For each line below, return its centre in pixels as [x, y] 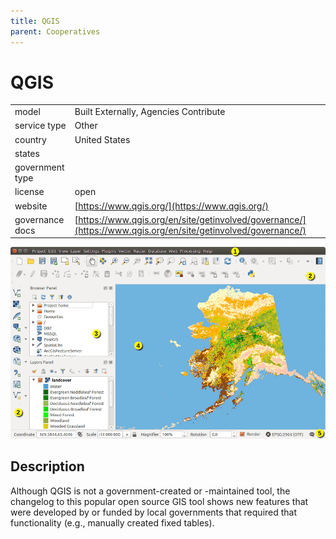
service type [40, 126]
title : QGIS [35, 21]
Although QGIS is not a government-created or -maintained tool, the [150, 491]
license [29, 192]
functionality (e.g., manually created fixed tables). [112, 522]
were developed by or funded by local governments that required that [154, 512]
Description [47, 466]
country [30, 139]
